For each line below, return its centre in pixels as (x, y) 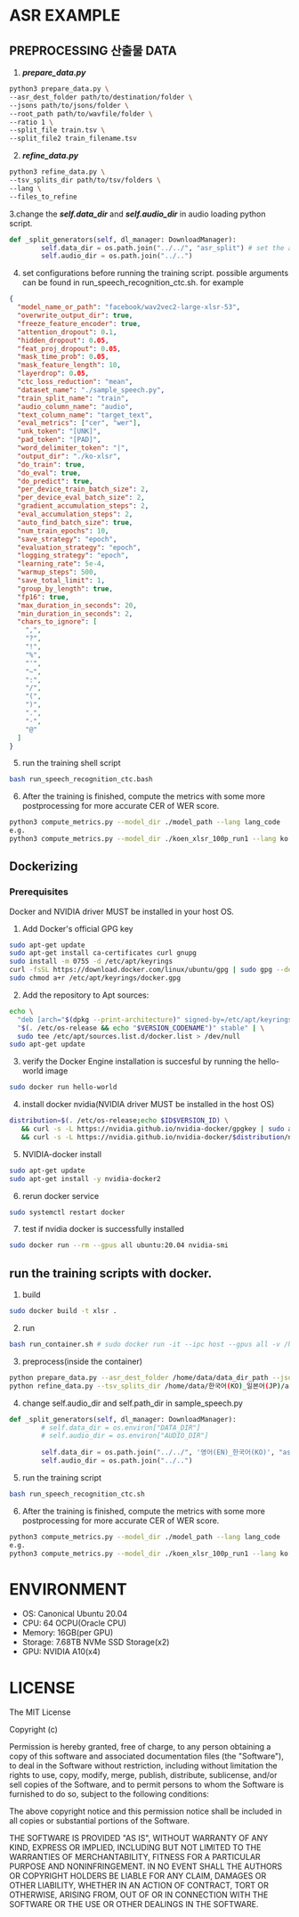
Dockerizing (44, 866)
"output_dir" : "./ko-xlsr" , (69, 456)
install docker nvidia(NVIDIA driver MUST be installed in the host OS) (148, 1105)
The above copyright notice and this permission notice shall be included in (145, 1811)
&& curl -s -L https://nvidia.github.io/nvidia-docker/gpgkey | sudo (153, 1129)
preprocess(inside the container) (82, 1361)
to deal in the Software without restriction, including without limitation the (143, 1766)
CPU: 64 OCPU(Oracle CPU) (74, 1623)
